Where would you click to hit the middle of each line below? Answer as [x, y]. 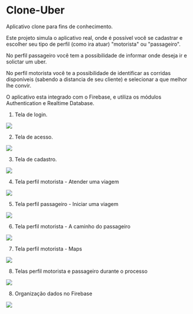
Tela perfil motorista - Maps [48, 249]
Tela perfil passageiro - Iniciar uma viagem [66, 204]
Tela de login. [31, 114]
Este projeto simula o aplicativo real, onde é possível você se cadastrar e [94, 38]
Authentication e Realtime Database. [50, 103]
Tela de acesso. [34, 137]
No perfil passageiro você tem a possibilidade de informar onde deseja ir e [96, 55]
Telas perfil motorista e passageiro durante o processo [81, 271]
